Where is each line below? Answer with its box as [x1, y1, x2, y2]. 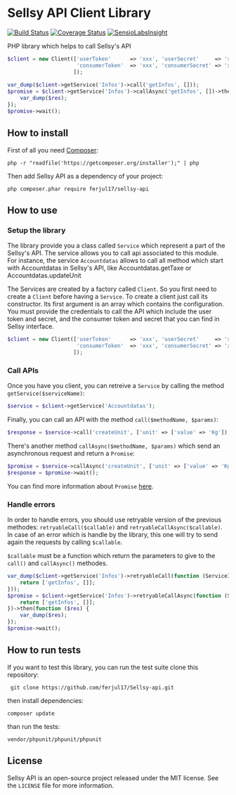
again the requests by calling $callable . [7, 538, 123, 546]
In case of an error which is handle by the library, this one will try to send [7, 531, 218, 539]
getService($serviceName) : [7, 389, 85, 398]
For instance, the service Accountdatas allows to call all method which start [7, 257, 223, 265]
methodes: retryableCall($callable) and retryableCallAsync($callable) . [7, 523, 223, 531]
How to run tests [7, 645, 81, 657]
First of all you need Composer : [7, 146, 98, 154]
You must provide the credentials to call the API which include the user [7, 307, 212, 316]
